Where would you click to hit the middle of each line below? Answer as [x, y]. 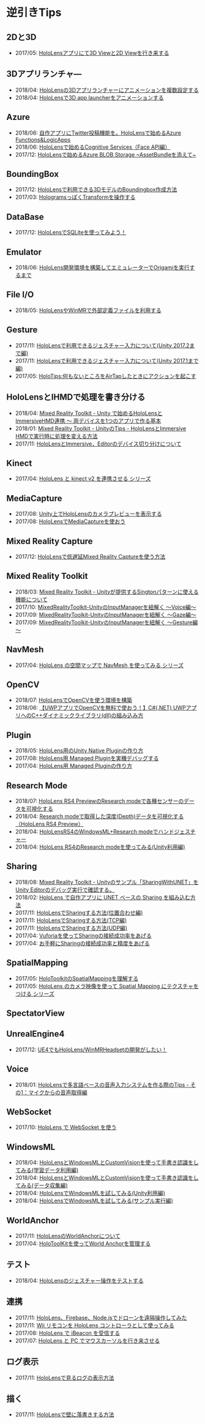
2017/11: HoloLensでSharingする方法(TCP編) [71, 920]
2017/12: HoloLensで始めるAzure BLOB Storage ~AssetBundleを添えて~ [106, 154]
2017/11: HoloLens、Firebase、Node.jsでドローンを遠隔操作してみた [101, 1318]
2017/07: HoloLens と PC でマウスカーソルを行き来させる [88, 1340]
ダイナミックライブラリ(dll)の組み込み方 [93, 715]
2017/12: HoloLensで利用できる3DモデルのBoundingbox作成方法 [96, 190]
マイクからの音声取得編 [58, 1092]
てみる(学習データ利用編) [47, 1170]
